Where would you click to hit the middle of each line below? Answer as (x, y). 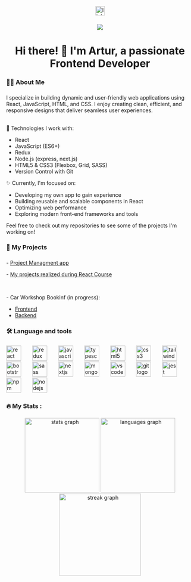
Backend (26, 315)
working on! (21, 231)
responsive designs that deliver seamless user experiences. (79, 110)
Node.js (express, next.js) (46, 159)
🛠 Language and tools (39, 331)
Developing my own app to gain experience (68, 195)
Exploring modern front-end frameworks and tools (76, 213)
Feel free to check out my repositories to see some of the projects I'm (92, 225)
